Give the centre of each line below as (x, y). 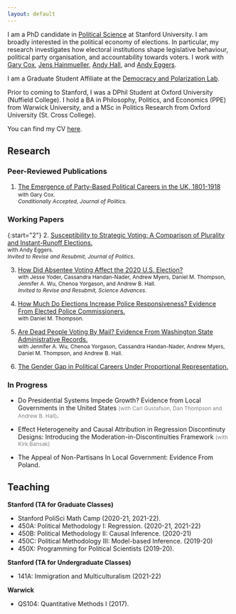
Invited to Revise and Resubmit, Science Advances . (82, 290)
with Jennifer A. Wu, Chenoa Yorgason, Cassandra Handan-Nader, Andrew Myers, (121, 346)
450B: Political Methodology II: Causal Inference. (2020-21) (104, 533)
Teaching (28, 488)
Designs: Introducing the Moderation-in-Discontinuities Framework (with (123, 437)
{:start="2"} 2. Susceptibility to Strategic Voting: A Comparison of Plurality (116, 235)
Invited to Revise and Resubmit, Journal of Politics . (71, 256)
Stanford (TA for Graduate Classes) (60, 504)
